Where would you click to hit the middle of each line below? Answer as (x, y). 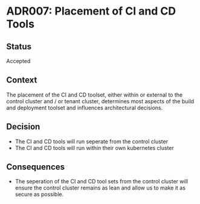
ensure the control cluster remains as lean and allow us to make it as (100, 188)
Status (19, 46)
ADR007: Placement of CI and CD (91, 11)
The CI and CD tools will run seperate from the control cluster (91, 141)
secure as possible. (39, 194)
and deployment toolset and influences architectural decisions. (85, 107)
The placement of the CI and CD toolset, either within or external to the (95, 95)
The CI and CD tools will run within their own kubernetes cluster (94, 148)
